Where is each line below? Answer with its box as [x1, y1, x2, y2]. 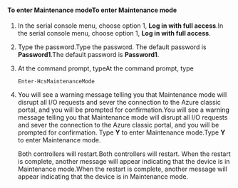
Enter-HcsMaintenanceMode [17, 78, 95, 85]
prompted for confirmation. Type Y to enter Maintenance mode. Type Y [17, 128, 226, 137]
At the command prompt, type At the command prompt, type [17, 64, 194, 73]
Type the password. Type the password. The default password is [17, 43, 207, 51]
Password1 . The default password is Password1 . [17, 51, 160, 59]
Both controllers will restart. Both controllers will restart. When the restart [17, 150, 231, 158]
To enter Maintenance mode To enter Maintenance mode [7, 6, 177, 14]
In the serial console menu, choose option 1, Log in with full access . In [17, 21, 224, 30]
